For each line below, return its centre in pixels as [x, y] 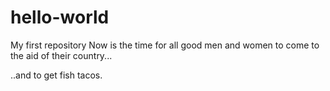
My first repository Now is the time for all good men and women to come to [165, 45]
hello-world [60, 17]
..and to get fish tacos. [56, 75]
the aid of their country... [61, 55]
